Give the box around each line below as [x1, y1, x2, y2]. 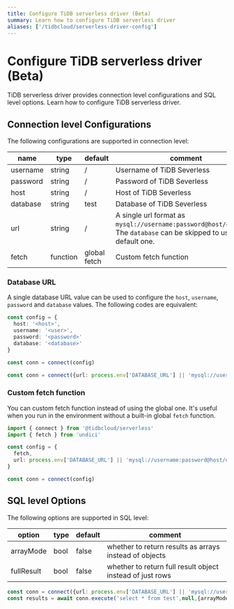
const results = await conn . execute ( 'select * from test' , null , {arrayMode [7, 594, 229, 602]
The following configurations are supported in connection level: [7, 137, 189, 145]
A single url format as [115, 210, 186, 220]
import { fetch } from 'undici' [7, 431, 101, 438]
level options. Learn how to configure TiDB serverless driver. [7, 98, 181, 106]
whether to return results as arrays [107, 541, 221, 551]
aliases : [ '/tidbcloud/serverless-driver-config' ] [7, 23, 157, 30]
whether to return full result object [107, 562, 219, 571]
